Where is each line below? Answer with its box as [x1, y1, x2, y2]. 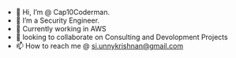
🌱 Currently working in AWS [15, 24, 107, 33]
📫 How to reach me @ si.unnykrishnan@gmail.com [15, 42, 184, 50]
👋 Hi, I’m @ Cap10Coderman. [15, 8, 111, 16]
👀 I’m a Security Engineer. [15, 16, 100, 25]
